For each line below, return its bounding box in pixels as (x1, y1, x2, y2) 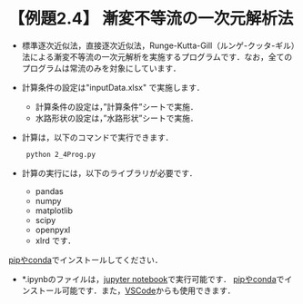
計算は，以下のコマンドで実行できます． (21, 132, 174, 142)
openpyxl (35, 224, 71, 235)
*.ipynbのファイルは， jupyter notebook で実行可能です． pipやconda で (21, 273, 285, 284)
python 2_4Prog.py (25, 150, 96, 159)
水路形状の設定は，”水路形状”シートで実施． (35, 113, 198, 123)
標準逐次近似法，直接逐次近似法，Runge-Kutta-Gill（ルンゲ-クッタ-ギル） (21, 40, 296, 51)
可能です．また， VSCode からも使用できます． (61, 285, 236, 296)
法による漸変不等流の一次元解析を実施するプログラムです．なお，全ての (21, 51, 293, 62)
